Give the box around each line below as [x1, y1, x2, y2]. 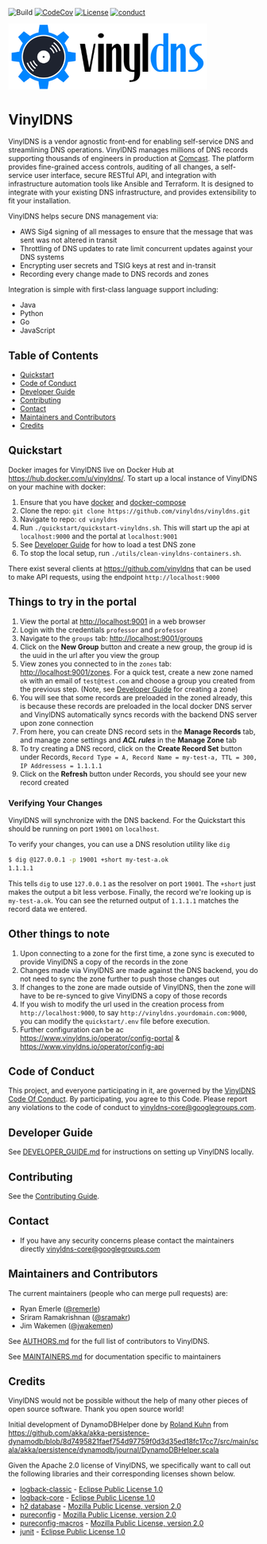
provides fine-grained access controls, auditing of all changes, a [8, 162, 220, 171]
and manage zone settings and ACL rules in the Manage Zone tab [19, 735, 237, 745]
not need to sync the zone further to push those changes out [19, 974, 220, 983]
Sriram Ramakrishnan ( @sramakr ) [19, 1312, 131, 1321]
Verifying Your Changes [8, 798, 103, 809]
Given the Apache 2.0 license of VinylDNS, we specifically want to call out [8, 1460, 251, 1471]
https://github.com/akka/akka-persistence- [8, 1428, 150, 1438]
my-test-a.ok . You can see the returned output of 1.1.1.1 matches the [8, 896, 239, 905]
